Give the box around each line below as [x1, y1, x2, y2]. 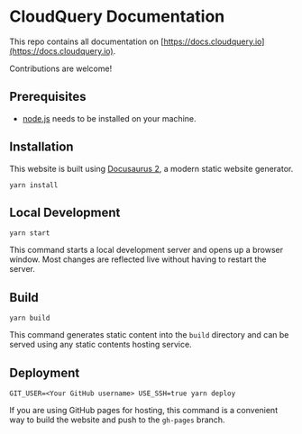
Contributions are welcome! [9, 63, 113, 74]
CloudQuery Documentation [9, 6, 225, 27]
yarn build [9, 313, 50, 323]
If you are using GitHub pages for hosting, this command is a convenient [9, 405, 278, 415]
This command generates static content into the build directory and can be [9, 330, 289, 340]
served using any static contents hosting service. [9, 339, 192, 350]
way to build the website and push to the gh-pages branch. [9, 414, 225, 425]
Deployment [9, 365, 80, 380]
